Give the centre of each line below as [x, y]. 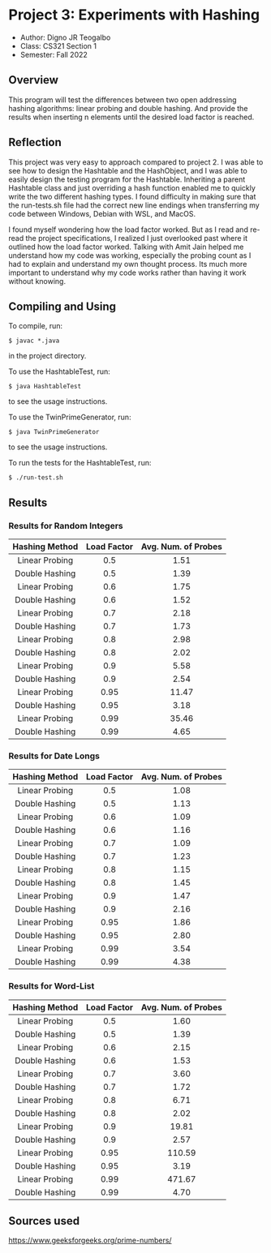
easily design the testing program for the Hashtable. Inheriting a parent [127, 179]
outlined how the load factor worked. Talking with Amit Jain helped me [126, 247]
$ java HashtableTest [45, 387]
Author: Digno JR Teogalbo [65, 37]
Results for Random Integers [66, 526]
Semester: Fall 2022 [54, 54]
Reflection [35, 142]
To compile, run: [36, 326]
